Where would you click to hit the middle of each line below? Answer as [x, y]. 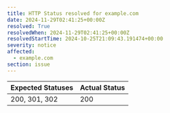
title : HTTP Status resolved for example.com [73, 13]
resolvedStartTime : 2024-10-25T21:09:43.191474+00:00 [85, 39]
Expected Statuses [42, 88]
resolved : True [29, 26]
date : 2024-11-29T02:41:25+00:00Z [56, 20]
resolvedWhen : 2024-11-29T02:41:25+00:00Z [68, 33]
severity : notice [32, 45]
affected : [21, 52]
